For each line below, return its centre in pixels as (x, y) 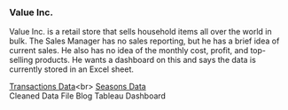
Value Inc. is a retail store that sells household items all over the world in (140, 32)
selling (21, 60)
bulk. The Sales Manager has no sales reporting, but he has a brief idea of (144, 41)
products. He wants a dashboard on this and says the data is (146, 60)
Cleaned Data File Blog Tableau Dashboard (88, 96)
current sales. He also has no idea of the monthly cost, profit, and (129, 51)
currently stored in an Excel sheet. (72, 69)
